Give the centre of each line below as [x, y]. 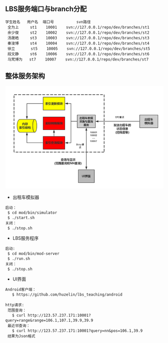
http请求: [15, 305]
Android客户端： [21, 289]
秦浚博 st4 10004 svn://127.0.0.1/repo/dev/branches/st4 [78, 43]
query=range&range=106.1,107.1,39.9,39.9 [49, 320]
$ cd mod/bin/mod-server [33, 253]
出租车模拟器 [26, 197]
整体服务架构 [25, 76]
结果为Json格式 [21, 336]
